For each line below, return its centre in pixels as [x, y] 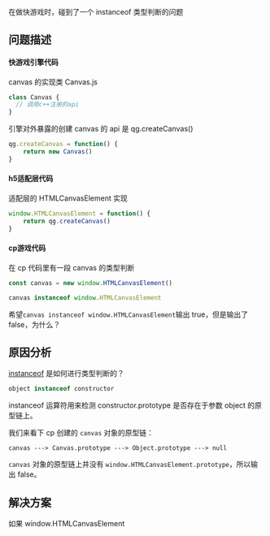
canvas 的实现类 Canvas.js [53, 82]
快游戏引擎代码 [33, 62]
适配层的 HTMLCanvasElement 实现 [68, 198]
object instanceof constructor [61, 389]
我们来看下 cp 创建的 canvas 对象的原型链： [81, 433]
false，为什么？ [35, 324]
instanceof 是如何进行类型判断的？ [66, 374]
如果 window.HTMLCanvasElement [67, 524]
